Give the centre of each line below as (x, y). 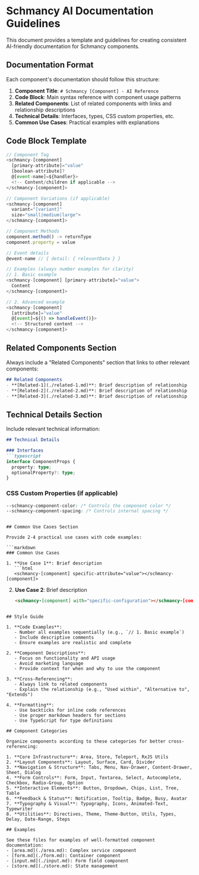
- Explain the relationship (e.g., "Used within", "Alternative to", (102, 690)
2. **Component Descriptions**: (46, 653)
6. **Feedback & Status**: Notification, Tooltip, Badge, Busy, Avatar (97, 799)
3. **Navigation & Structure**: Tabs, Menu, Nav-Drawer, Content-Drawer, (99, 768)
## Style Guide (25, 617)
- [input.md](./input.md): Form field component (67, 861)
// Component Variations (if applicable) (58, 198)
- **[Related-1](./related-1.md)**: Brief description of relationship (97, 385)
